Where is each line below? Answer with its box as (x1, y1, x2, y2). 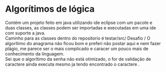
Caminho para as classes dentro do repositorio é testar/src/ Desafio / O (5, 35, 151, 41)
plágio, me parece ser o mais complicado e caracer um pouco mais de (5, 46, 149, 51)
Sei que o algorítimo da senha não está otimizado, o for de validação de (5, 56, 151, 62)
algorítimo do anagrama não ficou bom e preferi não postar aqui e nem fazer (5, 40, 161, 46)
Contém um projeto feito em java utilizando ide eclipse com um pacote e (5, 20, 153, 25)
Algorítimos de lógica (5, 3, 95, 15)
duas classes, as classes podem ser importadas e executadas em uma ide (5, 24, 157, 30)
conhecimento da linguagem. (5, 50, 65, 57)
